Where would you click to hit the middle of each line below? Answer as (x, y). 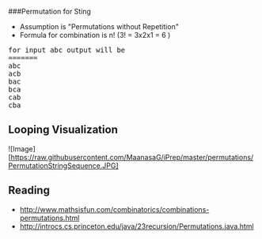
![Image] (22, 148)
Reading (29, 190)
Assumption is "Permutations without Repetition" (99, 26)
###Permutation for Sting (49, 11)
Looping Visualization (63, 130)
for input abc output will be (67, 50)
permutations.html (49, 218)
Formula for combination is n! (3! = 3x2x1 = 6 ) (95, 35)
